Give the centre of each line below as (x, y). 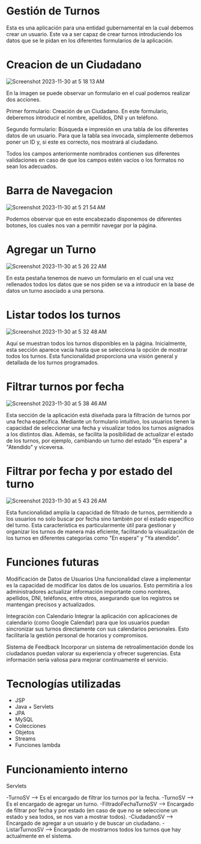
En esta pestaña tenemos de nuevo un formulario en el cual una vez (90, 278)
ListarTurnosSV (25, 830)
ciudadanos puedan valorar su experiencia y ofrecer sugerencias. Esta (94, 653)
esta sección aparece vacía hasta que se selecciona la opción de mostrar (97, 349)
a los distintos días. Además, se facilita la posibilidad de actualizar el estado (100, 434)
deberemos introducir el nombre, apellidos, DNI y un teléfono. (82, 117)
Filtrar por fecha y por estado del (89, 471)
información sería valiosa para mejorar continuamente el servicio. (87, 659)
